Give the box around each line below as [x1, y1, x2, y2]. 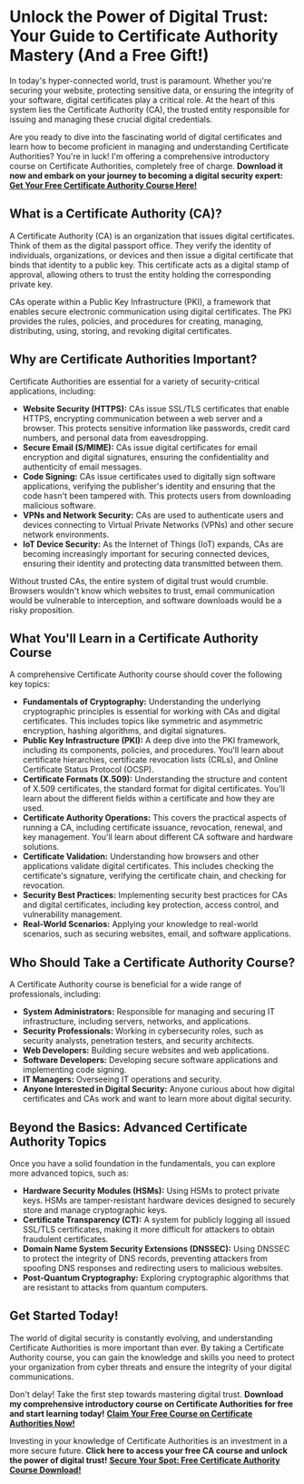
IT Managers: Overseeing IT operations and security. [22, 1074, 222, 1085]
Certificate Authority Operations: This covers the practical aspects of [22, 813, 288, 823]
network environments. [22, 529, 110, 540]
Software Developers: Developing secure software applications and [22, 1055, 279, 1065]
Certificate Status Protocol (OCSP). [22, 764, 154, 775]
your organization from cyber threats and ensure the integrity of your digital [9, 1361, 292, 1372]
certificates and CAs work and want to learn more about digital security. [22, 1094, 292, 1105]
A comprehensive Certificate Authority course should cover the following [9, 669, 283, 680]
